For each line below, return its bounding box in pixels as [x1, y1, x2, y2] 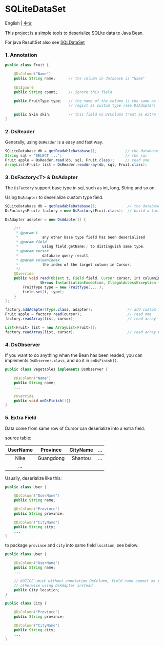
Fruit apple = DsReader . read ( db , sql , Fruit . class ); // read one [5, 158, 150, 162]
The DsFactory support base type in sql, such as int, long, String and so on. [5, 184, 156, 191]
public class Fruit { [5, 62, 49, 68]
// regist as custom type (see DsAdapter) [68, 103, 156, 108]
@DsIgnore [14, 85, 34, 90]
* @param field [16, 240, 47, 244]
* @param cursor [16, 248, 49, 253]
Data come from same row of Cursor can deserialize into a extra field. [5, 425, 145, 431]
